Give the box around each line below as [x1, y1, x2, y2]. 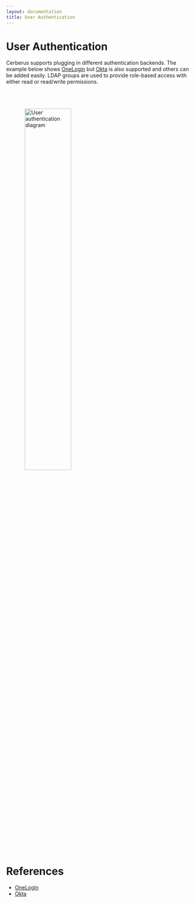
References [6, 864, 64, 878]
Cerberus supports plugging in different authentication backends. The [6, 59, 177, 66]
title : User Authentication [6, 14, 76, 20]
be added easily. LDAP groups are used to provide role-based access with [6, 72, 187, 79]
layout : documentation [6, 8, 62, 15]
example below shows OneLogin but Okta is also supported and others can [6, 66, 189, 73]
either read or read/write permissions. [6, 78, 99, 85]
